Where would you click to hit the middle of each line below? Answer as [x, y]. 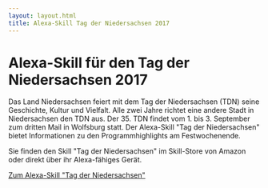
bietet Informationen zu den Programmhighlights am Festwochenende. [125, 136]
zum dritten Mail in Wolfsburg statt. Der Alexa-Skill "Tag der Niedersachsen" [134, 127]
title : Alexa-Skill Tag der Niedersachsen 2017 [89, 23]
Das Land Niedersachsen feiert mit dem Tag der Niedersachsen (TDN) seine [134, 102]
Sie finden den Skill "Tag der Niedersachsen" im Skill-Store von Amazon [127, 151]
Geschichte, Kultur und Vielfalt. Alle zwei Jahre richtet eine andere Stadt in [131, 110]
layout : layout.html [43, 16]
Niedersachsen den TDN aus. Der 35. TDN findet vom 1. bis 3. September [129, 119]
